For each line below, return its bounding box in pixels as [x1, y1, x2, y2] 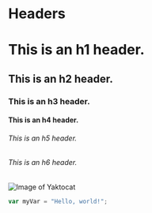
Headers [8, 5, 66, 23]
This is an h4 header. [8, 115, 79, 125]
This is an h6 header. [8, 158, 78, 167]
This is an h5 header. [8, 133, 78, 143]
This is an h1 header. [8, 41, 145, 59]
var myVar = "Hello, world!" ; [8, 198, 108, 206]
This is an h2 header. [8, 72, 113, 85]
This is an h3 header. [8, 95, 90, 106]
